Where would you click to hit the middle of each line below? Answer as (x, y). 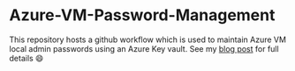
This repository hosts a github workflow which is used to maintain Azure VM (148, 39)
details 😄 (26, 58)
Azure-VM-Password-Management (142, 15)
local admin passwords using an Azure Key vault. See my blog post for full (144, 48)
